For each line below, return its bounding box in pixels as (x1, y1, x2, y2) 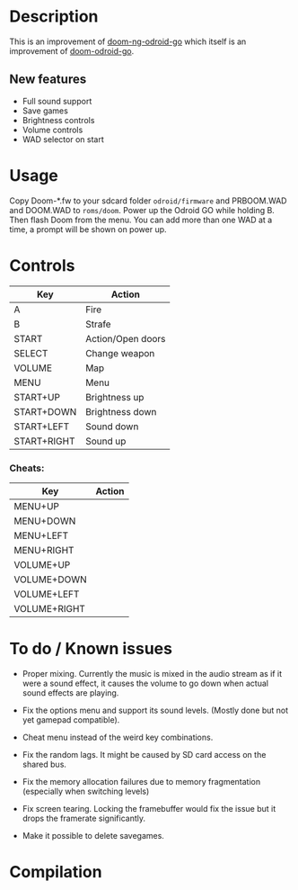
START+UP (13, 391, 61, 403)
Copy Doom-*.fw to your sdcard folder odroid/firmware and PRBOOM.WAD (9, 195, 287, 206)
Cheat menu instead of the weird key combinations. (22, 732, 214, 742)
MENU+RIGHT (13, 544, 74, 556)
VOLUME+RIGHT (13, 602, 85, 615)
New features (9, 72, 87, 87)
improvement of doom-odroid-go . (9, 45, 135, 56)
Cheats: (9, 462, 45, 474)
